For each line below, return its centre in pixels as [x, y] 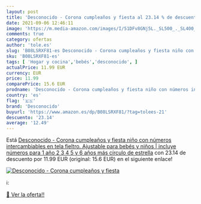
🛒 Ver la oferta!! [25, 194]
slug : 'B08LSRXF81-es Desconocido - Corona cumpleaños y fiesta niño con [100, 51]
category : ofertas [29, 39]
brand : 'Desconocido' [33, 106]
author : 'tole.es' [29, 45]
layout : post [22, 12]
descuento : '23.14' [31, 117]
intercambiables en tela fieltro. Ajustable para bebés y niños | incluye [91, 147]
